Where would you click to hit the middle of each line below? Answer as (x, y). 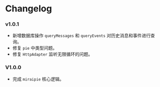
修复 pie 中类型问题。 (35, 48)
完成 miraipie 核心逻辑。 (38, 79)
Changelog (29, 9)
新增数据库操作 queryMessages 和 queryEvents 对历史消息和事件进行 (82, 36)
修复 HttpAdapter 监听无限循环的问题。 (52, 54)
